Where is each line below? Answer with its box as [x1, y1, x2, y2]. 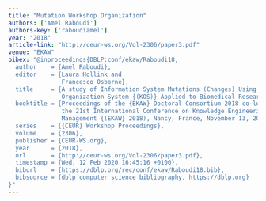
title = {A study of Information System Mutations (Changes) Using [15, 85, 257, 93]
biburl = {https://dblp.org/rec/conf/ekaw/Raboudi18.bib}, [15, 166, 225, 174]
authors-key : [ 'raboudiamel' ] [8, 26, 108, 34]
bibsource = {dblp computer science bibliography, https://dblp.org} [15, 173, 249, 182]
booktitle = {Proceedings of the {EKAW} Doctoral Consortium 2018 [15, 100, 239, 108]
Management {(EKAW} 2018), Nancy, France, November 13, [61, 115, 249, 123]
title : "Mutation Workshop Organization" [8, 11, 147, 20]
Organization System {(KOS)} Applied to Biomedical [61, 93, 236, 100]
